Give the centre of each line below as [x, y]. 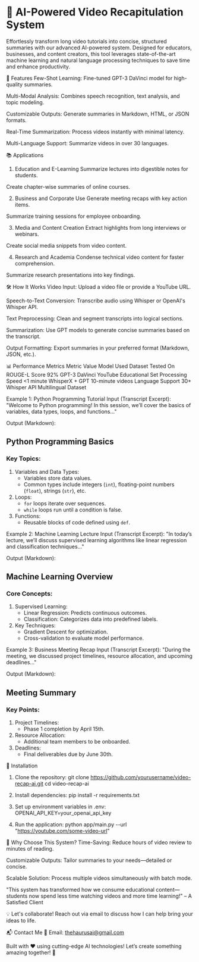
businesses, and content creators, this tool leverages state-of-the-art [91, 54]
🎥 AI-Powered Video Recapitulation [95, 12]
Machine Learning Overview [60, 577]
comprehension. [35, 263]
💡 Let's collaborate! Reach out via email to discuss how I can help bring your [99, 914]
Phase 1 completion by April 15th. [64, 729]
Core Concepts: [29, 594]
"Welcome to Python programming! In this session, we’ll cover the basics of [99, 405]
